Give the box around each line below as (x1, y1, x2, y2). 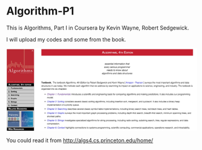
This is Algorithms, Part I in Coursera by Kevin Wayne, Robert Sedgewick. (6, 24, 189, 31)
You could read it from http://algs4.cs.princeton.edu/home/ (6, 137, 154, 144)
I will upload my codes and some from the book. (6, 36, 126, 43)
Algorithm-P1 (6, 4, 74, 18)
